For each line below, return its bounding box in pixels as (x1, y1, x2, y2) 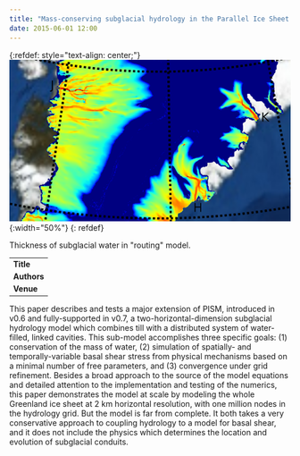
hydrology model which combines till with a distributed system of (9, 322, 249, 333)
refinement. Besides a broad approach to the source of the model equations (9, 369, 288, 380)
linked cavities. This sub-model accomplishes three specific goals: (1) (31, 332, 287, 342)
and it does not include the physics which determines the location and (9, 426, 268, 437)
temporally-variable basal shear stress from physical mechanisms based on (9, 350, 287, 361)
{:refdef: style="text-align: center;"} (9, 49, 141, 60)
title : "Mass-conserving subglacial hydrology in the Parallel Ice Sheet (9, 14, 290, 23)
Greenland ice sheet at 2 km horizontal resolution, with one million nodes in (9, 398, 286, 409)
